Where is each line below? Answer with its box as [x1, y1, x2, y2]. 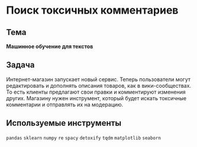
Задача [6, 60, 35, 70]
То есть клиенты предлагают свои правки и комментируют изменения [6, 88, 186, 95]
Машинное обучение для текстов [6, 43, 93, 50]
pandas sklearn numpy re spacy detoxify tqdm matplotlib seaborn [6, 135, 162, 141]
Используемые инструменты [6, 118, 122, 128]
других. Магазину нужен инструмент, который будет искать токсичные [6, 94, 187, 101]
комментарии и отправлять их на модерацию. [6, 101, 124, 108]
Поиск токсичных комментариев [6, 4, 179, 17]
